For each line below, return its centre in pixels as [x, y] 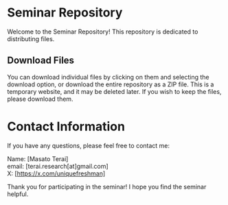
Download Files [41, 61]
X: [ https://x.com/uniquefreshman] [56, 173]
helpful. [18, 194]
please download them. [40, 99]
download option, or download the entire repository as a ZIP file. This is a [111, 84]
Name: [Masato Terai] [38, 158]
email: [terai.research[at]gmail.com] [58, 166]
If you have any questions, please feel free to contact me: [89, 145]
